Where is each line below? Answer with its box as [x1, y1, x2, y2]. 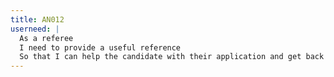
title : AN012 [10, 14, 65, 25]
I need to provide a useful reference [19, 42, 182, 53]
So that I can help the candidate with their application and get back [19, 52, 325, 62]
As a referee [19, 33, 74, 43]
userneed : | [10, 24, 60, 34]
